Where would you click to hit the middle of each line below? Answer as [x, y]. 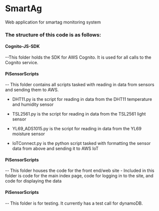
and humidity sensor [33, 105]
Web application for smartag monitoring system [53, 22]
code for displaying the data [34, 181]
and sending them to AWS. [32, 90]
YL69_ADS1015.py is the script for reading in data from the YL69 [77, 129]
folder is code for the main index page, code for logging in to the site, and [79, 176]
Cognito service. [22, 63]
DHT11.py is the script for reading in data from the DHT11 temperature [82, 99]
